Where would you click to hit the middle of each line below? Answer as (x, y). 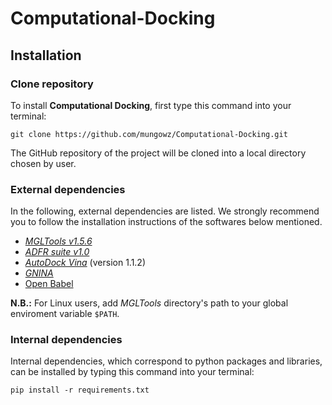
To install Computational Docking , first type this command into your (151, 105)
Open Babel (49, 284)
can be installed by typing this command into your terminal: (132, 372)
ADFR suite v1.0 (57, 252)
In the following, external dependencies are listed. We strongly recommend (165, 211)
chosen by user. (43, 163)
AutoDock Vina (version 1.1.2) (85, 263)
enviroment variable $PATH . (65, 314)
